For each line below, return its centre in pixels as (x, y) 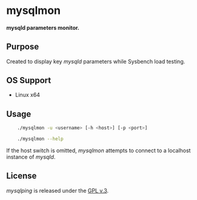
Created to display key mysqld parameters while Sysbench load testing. (96, 61)
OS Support (29, 80)
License (22, 176)
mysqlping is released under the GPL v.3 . (58, 190)
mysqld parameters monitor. (43, 27)
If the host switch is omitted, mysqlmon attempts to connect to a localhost (98, 150)
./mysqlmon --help (40, 139)
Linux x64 (28, 95)
